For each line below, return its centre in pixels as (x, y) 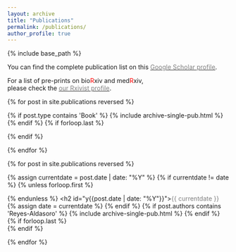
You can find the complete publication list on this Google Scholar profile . (112, 67)
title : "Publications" (41, 20)
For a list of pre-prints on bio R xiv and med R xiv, (75, 81)
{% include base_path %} (44, 53)
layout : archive (31, 14)
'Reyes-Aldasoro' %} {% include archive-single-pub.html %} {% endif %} (114, 214)
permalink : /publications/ (47, 27)
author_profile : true (39, 33)
